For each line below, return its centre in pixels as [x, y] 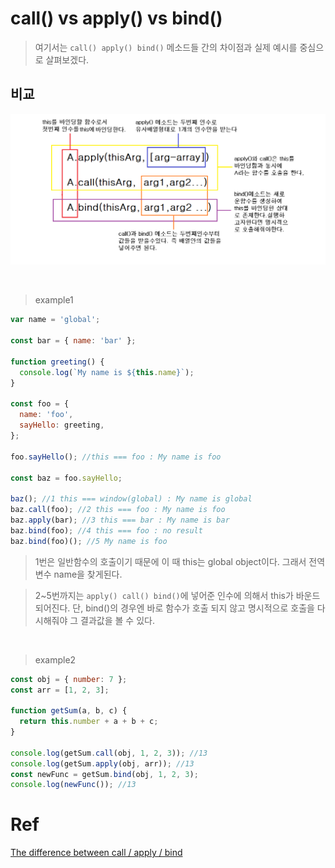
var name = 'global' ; [55, 320]
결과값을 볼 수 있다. [117, 620]
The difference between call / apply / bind [96, 853]
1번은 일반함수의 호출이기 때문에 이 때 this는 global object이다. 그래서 [170, 561]
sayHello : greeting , [62, 425]
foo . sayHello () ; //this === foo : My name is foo [116, 457]
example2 [55, 659]
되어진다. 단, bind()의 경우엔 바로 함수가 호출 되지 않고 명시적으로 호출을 [174, 608]
